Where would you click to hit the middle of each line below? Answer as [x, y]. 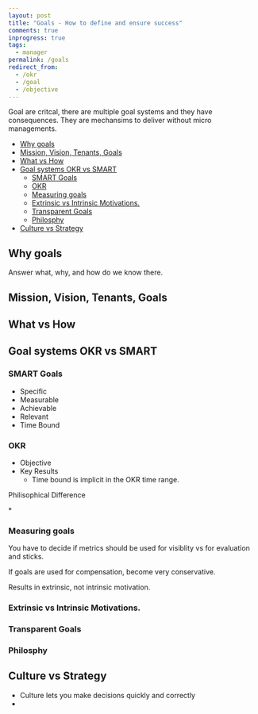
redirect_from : [33, 67]
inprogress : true [37, 38]
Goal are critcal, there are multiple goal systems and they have [110, 112]
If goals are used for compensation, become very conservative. [112, 572]
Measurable [39, 399]
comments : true [33, 30]
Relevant [34, 416]
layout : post [30, 15]
